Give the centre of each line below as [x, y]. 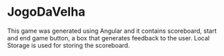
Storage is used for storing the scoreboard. [68, 45]
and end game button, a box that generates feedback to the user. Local [108, 38]
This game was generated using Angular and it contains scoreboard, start [112, 31]
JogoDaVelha [46, 12]
